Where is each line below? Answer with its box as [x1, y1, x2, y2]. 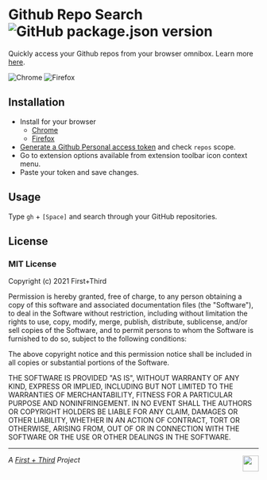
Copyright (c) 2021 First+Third [8, 277, 107, 286]
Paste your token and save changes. [19, 167, 139, 176]
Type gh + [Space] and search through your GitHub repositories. [8, 211, 218, 221]
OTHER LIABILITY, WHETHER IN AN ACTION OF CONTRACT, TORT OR [8, 416, 240, 425]
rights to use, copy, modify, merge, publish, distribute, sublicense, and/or [8, 317, 248, 327]
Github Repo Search [8, 6, 143, 24]
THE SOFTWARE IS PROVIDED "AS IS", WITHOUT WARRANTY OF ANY [8, 374, 240, 383]
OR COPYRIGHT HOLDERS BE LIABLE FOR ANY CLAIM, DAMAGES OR [8, 407, 238, 416]
